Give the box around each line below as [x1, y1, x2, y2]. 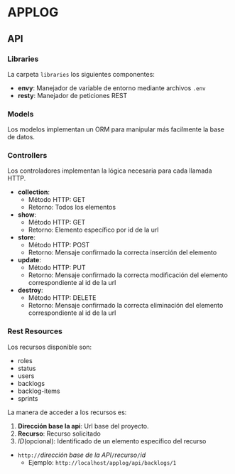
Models [7, 109, 34, 119]
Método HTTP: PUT [28, 264, 86, 272]
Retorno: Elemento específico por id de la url [28, 225, 159, 235]
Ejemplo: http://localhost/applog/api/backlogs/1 [28, 458, 177, 466]
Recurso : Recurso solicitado [17, 429, 101, 438]
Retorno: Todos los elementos [28, 203, 116, 212]
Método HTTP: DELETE [28, 293, 97, 302]
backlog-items [17, 387, 60, 395]
